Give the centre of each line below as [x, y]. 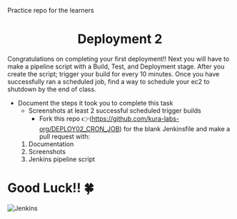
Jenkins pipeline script [61, 159]
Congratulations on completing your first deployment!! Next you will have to [118, 58]
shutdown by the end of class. [52, 89]
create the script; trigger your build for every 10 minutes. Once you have [114, 73]
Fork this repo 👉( [65, 118]
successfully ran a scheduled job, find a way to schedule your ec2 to [109, 81]
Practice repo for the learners [51, 10]
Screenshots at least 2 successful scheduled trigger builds [115, 111]
